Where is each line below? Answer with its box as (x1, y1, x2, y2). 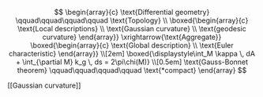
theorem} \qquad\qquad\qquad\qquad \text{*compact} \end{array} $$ (17, 66, 247, 74)
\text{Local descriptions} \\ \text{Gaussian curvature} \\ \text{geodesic (17, 24, 246, 33)
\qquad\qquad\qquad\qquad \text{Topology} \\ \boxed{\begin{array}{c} (15, 16, 249, 25)
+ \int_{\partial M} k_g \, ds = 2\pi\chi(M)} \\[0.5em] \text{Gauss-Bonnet (15, 57, 249, 66)
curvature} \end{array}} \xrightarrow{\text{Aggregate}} (42, 32, 222, 41)
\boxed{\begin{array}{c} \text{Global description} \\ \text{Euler (30, 41, 234, 50)
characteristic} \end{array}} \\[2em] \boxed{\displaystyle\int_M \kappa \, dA (8, 49, 256, 58)
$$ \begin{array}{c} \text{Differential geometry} (54, 8, 210, 16)
